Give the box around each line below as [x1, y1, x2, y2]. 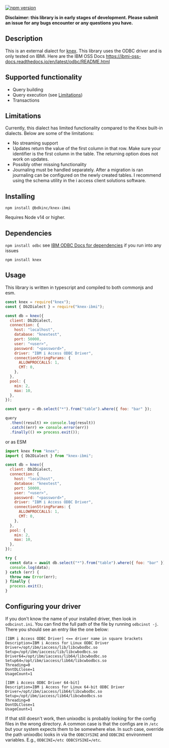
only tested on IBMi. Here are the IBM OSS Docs [5, 53, 105, 59]
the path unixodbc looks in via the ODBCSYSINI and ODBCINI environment [5, 731, 152, 737]
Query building [12, 86, 44, 93]
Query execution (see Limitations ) [12, 92, 83, 98]
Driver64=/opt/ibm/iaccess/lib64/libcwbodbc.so [5, 653, 107, 659]
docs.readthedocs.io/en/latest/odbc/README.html [5, 58, 110, 64]
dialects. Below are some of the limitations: [5, 130, 95, 136]
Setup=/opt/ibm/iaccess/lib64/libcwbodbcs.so [5, 693, 102, 698]
